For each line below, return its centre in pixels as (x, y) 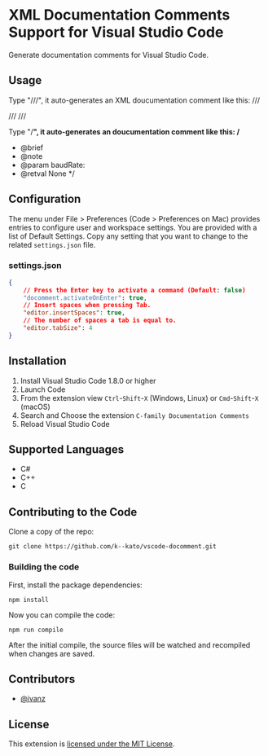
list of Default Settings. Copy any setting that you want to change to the (128, 236)
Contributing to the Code (73, 512)
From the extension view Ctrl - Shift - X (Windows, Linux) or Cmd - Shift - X (139, 398)
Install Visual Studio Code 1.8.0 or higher (88, 380)
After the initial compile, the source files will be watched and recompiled (130, 644)
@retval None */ (47, 174)
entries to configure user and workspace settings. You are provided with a (133, 227)
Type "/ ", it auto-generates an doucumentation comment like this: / (124, 131)
